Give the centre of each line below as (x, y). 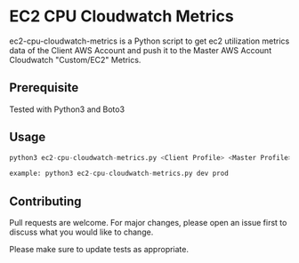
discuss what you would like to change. (81, 232)
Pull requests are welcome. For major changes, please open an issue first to (148, 223)
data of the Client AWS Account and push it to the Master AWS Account (141, 50)
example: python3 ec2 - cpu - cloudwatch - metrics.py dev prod (119, 174)
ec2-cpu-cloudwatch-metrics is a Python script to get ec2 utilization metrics (149, 41)
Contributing (45, 201)
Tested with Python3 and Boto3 (67, 109)
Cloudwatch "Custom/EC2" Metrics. (75, 60)
